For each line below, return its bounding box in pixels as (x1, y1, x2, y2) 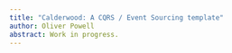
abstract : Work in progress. (9, 30, 119, 39)
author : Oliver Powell (9, 22, 95, 31)
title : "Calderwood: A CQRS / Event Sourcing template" (9, 13, 224, 22)
